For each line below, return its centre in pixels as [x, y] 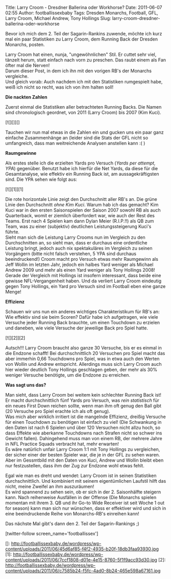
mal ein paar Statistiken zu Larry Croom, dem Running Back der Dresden [82, 39]
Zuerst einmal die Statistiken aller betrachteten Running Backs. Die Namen [83, 107]
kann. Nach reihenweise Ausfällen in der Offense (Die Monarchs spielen [81, 497]
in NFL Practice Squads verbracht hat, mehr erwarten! [62, 444]
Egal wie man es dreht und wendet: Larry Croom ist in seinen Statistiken [81, 475]
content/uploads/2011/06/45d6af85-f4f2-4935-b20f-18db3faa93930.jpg [82, 549]
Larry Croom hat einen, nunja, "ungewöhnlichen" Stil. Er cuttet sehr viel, [81, 54]
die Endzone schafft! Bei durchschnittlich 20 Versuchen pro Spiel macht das [85, 353]
